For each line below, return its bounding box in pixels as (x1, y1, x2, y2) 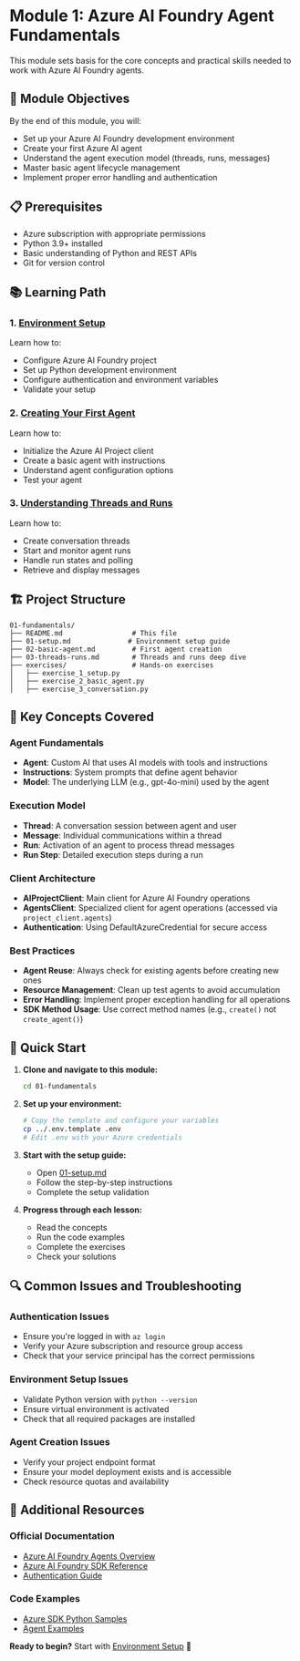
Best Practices (9, 944, 76, 957)
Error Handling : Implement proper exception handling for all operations (22, 995, 290, 1006)
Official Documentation (9, 1530, 116, 1542)
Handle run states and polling (22, 554, 134, 565)
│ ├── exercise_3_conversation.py (9, 685, 149, 694)
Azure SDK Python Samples (22, 1613, 128, 1624)
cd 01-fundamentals (22, 1082, 98, 1091)
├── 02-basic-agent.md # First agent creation (9, 645, 222, 654)
